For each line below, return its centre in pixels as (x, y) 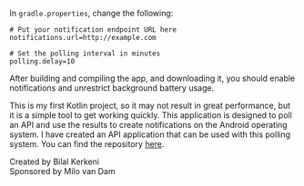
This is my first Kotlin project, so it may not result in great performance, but (150, 105)
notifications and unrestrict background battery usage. (112, 88)
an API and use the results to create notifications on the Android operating (149, 125)
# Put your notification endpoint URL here (93, 30)
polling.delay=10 (42, 62)
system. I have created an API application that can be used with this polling (150, 134)
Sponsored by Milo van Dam (62, 171)
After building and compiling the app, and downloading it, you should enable (152, 78)
